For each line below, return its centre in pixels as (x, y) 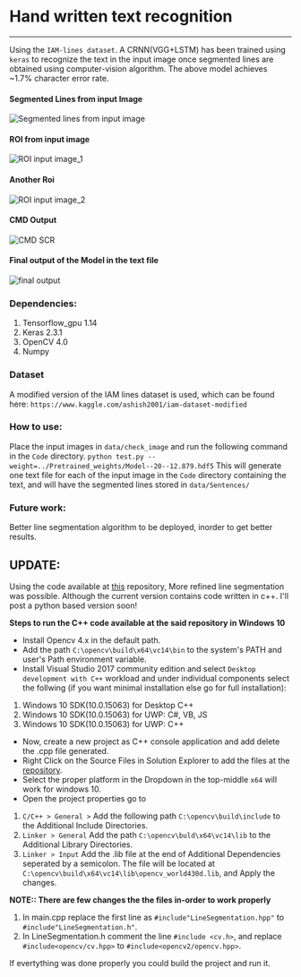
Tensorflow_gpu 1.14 (60, 323)
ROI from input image (50, 139)
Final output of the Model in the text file (84, 261)
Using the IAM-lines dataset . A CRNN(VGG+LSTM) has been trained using (148, 49)
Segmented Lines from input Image (76, 99)
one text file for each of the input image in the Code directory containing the (148, 475)
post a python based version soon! (73, 605)
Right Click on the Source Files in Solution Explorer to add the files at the (156, 760)
